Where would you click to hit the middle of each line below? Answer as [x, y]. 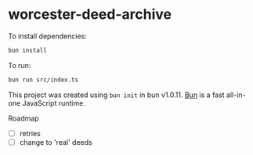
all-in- [236, 95]
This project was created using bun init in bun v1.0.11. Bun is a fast [116, 95]
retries [30, 133]
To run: [20, 65]
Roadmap [23, 118]
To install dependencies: [48, 36]
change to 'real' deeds [56, 142]
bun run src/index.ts [43, 80]
